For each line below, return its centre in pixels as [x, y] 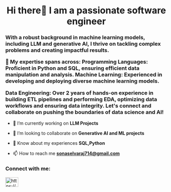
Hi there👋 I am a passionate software [86, 11]
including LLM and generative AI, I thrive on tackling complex [83, 44]
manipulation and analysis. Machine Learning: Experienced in [84, 75]
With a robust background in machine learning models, [75, 37]
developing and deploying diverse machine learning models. [82, 81]
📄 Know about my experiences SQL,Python [59, 143]
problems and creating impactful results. [57, 50]
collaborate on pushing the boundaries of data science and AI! [85, 112]
